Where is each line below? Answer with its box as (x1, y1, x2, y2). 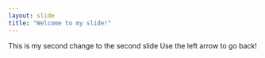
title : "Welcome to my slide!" (8, 19, 112, 27)
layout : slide (8, 11, 56, 20)
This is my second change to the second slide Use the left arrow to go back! (8, 41, 258, 50)
